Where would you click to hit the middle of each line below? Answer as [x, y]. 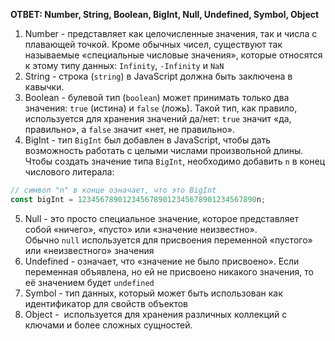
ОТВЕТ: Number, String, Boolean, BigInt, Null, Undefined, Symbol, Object [165, 14]
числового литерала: [69, 172]
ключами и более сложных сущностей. [108, 325]
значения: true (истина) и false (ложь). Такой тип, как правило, [161, 108]
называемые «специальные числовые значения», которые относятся [173, 55]
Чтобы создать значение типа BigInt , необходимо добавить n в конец [174, 161]
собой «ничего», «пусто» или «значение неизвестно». [141, 229]
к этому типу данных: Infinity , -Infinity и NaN [124, 65]
